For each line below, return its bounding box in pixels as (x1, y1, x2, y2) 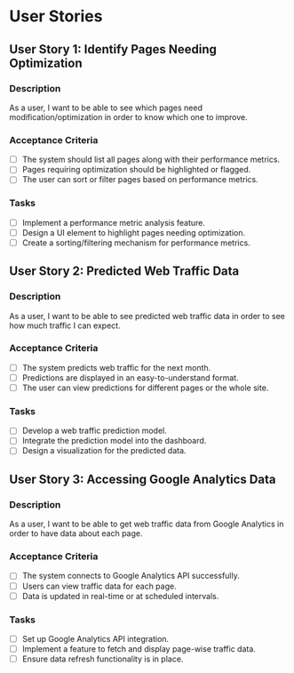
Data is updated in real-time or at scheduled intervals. (21, 590, 219, 601)
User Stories (9, 6, 103, 27)
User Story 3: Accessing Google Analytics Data (9, 471, 276, 486)
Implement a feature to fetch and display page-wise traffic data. (21, 644, 256, 654)
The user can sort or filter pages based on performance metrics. (21, 174, 259, 185)
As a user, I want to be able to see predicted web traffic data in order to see (9, 310, 286, 321)
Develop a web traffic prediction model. (21, 425, 167, 437)
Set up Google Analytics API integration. (21, 633, 170, 644)
